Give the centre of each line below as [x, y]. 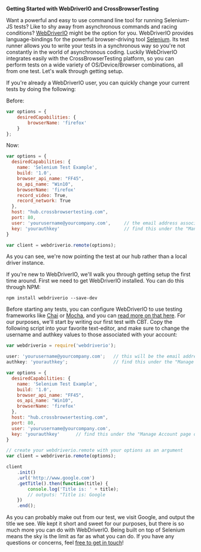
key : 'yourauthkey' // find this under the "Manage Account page [101, 434]
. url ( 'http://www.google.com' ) [56, 478]
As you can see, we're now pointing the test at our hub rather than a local [97, 256]
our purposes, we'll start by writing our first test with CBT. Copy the [89, 322]
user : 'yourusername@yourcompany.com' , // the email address [95, 223]
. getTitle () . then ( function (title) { [63, 483]
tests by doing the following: [41, 89]
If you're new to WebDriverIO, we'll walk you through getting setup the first [98, 274]
